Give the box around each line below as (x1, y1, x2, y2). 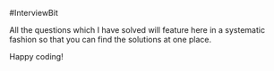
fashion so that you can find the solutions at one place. (9, 35, 212, 44)
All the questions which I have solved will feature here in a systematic (9, 25, 266, 35)
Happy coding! (9, 51, 64, 61)
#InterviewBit (9, 8, 58, 18)
